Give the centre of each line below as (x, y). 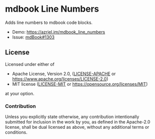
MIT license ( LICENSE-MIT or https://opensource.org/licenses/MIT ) (80, 84)
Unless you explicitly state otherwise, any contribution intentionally (72, 117)
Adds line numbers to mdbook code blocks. (49, 22)
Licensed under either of (30, 64)
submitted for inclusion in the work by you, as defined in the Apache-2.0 (77, 122)
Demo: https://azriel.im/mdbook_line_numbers (58, 32)
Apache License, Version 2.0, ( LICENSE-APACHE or (64, 74)
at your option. (20, 93)
